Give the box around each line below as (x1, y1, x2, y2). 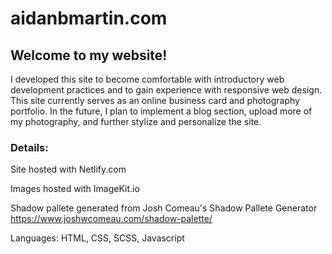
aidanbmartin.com (10, 7, 168, 30)
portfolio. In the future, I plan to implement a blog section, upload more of (10, 105, 313, 117)
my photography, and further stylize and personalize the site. (10, 116, 262, 127)
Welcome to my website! (10, 47, 168, 64)
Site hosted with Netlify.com (10, 163, 127, 176)
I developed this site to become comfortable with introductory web (10, 73, 285, 85)
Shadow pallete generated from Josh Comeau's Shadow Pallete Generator (10, 202, 318, 214)
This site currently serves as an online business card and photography (10, 95, 300, 106)
